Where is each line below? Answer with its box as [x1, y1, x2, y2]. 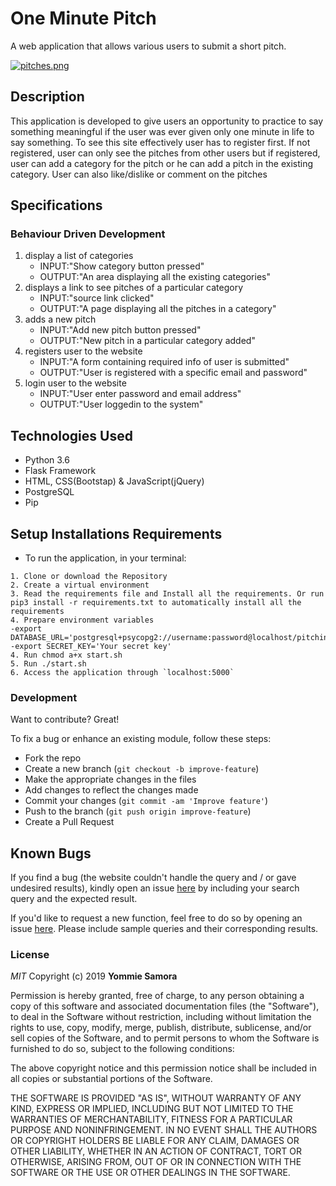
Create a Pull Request [24, 816, 115, 828]
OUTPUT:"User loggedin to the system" [39, 398, 204, 411]
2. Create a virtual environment [10, 580, 150, 591]
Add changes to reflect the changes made [24, 784, 199, 796]
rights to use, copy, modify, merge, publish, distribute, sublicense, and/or [10, 1022, 312, 1034]
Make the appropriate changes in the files [24, 773, 197, 786]
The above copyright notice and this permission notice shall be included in [10, 1062, 317, 1074]
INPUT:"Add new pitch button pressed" [39, 324, 202, 336]
